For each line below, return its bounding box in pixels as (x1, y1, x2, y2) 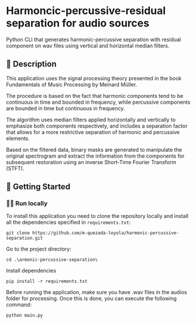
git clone (6, 230, 30, 236)
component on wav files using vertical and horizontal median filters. (6, 42, 170, 49)
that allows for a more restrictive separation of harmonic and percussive (6, 128, 180, 135)
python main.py (6, 312, 43, 319)
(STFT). (6, 165, 25, 172)
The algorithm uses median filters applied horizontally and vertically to (6, 116, 176, 123)
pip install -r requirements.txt (6, 278, 88, 285)
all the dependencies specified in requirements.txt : (6, 219, 131, 226)
